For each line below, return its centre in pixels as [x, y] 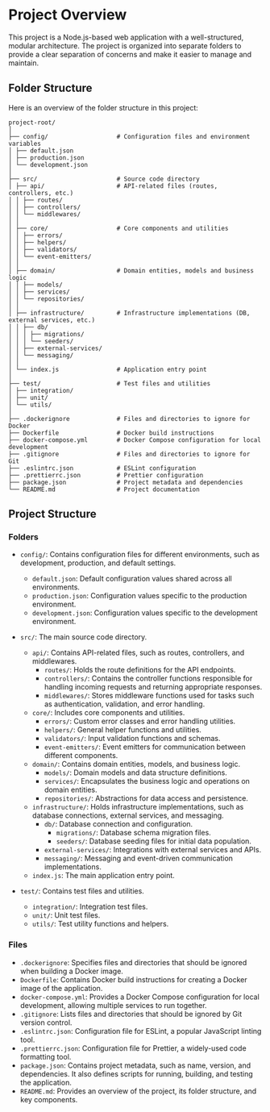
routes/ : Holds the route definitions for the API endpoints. [140, 670]
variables [25, 144]
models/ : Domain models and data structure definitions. [135, 773]
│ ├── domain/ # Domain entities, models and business [131, 271]
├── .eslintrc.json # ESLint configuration [102, 468]
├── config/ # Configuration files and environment [129, 136]
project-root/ [32, 123]
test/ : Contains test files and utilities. [82, 891]
